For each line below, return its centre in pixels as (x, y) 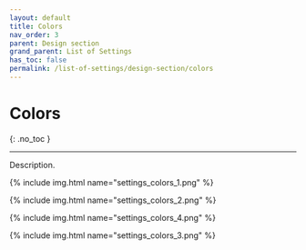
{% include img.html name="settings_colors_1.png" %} (112, 182)
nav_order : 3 (34, 35)
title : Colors (36, 26)
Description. (32, 165)
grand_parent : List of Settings (71, 52)
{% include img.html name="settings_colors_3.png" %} (113, 235)
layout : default (40, 18)
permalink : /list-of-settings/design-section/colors (112, 69)
